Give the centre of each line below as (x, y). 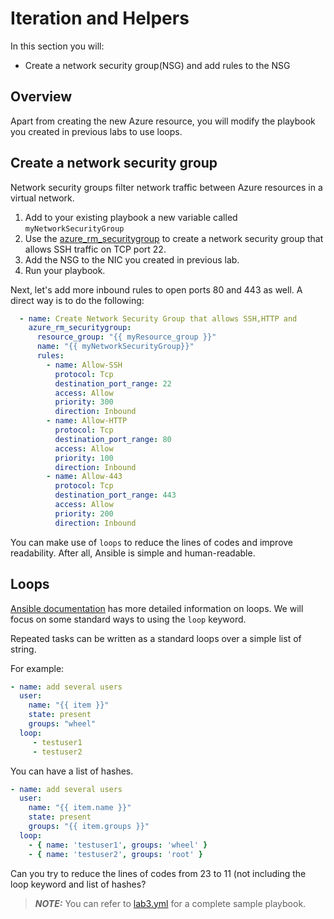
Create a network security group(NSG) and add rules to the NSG (157, 65)
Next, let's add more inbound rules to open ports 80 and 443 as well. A (156, 289)
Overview (41, 97)
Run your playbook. (65, 270)
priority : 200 (84, 513)
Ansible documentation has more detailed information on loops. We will (157, 608)
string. (23, 649)
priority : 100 (84, 458)
